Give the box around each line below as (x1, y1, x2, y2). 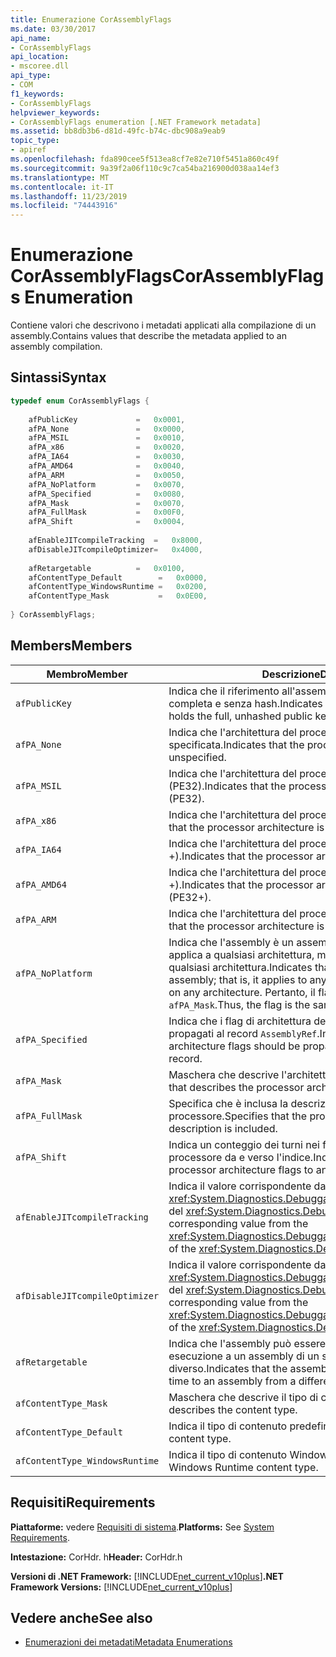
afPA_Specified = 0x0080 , (28, 489, 186, 499)
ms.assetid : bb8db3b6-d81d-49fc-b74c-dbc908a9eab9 (10, 126, 226, 136)
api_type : (10, 71, 52, 81)
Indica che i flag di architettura (168, 1014, 312, 1028)
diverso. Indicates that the (168, 1361, 288, 1375)
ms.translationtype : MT (10, 172, 110, 183)
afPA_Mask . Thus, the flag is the (168, 997, 311, 1011)
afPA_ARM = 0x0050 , (28, 470, 186, 480)
